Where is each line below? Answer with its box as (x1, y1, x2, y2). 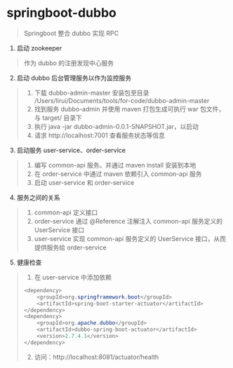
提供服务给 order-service (34, 243, 107, 252)
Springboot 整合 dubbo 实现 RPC (23, 29, 119, 37)
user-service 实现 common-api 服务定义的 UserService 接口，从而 (34, 234, 226, 243)
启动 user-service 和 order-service (34, 178, 135, 186)
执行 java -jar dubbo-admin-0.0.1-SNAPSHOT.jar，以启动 (34, 122, 199, 130)
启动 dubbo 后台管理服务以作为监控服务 (16, 74, 132, 82)
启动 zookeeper (16, 43, 62, 52)
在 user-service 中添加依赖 (34, 273, 112, 281)
